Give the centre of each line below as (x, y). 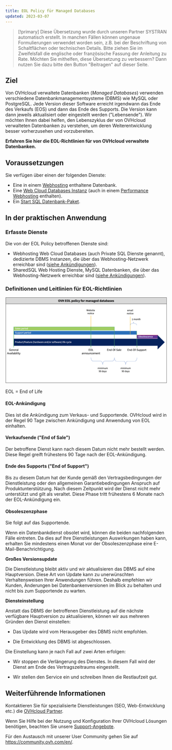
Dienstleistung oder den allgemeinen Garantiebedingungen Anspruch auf (83, 483)
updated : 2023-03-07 (27, 16)
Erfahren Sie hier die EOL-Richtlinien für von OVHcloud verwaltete (77, 141)
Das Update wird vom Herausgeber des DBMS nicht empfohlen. (80, 632)
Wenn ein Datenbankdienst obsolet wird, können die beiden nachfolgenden (85, 533)
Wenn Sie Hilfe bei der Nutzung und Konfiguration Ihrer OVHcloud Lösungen (86, 721)
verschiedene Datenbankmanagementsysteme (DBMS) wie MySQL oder (82, 98)
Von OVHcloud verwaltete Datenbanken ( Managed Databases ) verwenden (84, 93)
